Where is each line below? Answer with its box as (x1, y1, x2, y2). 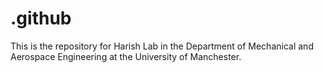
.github (10, 7, 72, 30)
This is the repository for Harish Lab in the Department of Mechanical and (10, 40, 314, 52)
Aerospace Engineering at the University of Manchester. (10, 50, 242, 62)
